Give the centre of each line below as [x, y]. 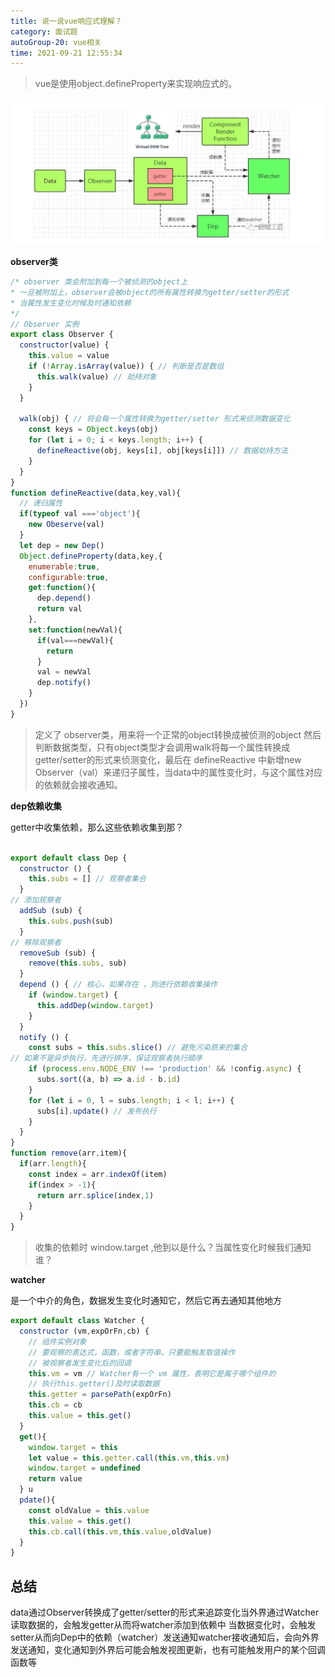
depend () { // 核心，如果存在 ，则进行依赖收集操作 [118, 985]
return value [55, 1479]
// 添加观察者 [36, 900]
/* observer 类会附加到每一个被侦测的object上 [99, 282]
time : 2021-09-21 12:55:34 [66, 53]
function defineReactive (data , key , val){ [96, 493]
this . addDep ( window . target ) [95, 1005]
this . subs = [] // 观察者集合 [87, 879]
